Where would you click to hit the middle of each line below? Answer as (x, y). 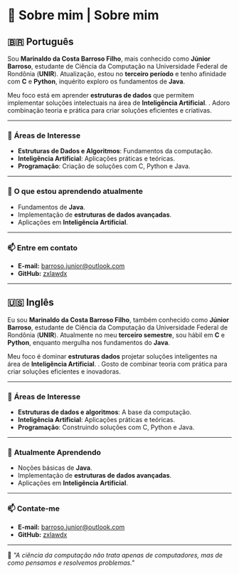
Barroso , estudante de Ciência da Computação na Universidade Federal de (117, 66)
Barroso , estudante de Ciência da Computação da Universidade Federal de (118, 327)
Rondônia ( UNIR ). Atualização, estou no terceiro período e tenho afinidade (117, 74)
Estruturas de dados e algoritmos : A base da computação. (105, 412)
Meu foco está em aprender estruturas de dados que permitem (101, 95)
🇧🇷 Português (41, 42)
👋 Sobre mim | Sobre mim (83, 15)
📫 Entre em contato (43, 247)
